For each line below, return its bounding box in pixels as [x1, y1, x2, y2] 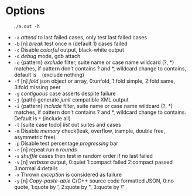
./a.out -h [13, 23, 40, 29]
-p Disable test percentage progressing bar [13, 140, 118, 147]
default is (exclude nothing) [13, 71, 84, 78]
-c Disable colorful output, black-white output [13, 46, 124, 53]
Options [5, 4, 45, 18]
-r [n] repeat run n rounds [13, 146, 77, 153]
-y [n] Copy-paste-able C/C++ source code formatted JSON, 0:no [13, 177, 174, 184]
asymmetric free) [13, 133, 56, 140]
